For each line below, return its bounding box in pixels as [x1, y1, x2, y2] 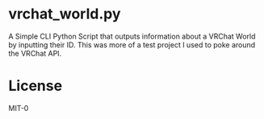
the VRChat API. [8, 48, 62, 58]
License [8, 77, 63, 95]
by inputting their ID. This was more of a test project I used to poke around [8, 39, 256, 49]
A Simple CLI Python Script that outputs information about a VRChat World [8, 31, 256, 41]
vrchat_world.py [8, 5, 121, 23]
